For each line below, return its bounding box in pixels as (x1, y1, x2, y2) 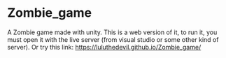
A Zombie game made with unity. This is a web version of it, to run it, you (7, 28, 218, 36)
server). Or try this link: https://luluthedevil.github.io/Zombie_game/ (7, 43, 202, 51)
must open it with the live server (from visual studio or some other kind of (7, 35, 219, 43)
